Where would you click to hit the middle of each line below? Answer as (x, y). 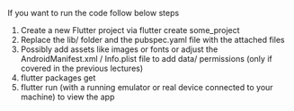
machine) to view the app (67, 97)
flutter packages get (58, 78)
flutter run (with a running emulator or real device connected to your (147, 87)
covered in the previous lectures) (82, 68)
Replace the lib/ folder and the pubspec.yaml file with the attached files (152, 40)
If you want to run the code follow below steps (94, 13)
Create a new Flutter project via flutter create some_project (130, 30)
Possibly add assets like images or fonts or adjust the (119, 49)
